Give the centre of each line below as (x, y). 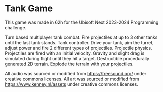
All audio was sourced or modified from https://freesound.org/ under (76, 73)
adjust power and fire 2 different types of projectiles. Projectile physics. (79, 48)
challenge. (16, 27)
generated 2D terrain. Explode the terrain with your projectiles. (69, 64)
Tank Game (29, 9)
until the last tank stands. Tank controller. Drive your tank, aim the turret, (79, 42)
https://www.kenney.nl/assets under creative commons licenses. (72, 84)
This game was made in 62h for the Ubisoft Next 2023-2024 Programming (82, 22)
